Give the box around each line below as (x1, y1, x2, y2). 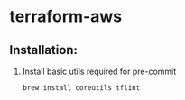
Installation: (9, 42, 79, 58)
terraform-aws (9, 6, 123, 27)
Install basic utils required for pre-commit (22, 66, 177, 77)
